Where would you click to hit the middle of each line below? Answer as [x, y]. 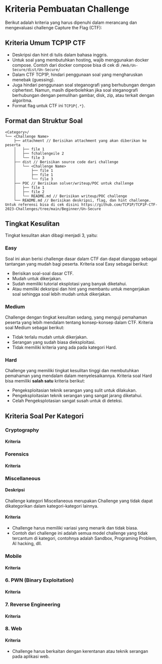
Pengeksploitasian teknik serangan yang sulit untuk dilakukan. [74, 390]
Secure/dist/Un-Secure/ [36, 70]
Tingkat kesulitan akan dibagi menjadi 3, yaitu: [52, 235]
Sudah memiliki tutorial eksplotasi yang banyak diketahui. [70, 284]
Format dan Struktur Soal [44, 121]
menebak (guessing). [33, 79]
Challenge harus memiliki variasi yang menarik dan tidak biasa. [75, 528]
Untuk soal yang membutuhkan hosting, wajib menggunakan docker [81, 60]
